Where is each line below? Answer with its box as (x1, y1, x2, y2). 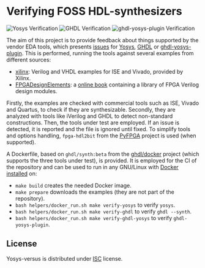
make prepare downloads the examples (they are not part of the (15, 188, 174, 196)
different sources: (6, 56, 51, 63)
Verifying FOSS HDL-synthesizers (6, 4, 182, 18)
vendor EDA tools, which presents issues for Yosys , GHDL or (6, 43, 159, 50)
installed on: (6, 170, 37, 177)
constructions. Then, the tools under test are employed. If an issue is (6, 118, 179, 126)
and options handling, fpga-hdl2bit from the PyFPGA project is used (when (6, 132, 197, 139)
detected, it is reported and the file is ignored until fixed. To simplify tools (6, 125, 191, 132)
